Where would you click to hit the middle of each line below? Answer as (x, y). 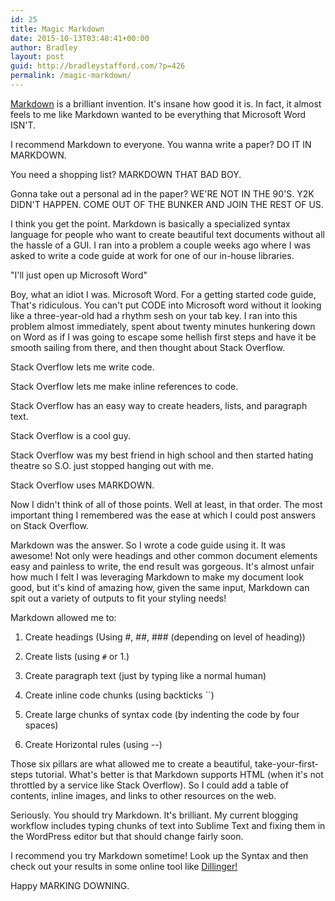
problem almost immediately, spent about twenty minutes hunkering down (163, 326)
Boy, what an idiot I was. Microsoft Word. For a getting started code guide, (163, 294)
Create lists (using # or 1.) (77, 656)
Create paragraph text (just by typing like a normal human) (145, 675)
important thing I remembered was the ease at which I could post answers (163, 515)
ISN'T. (23, 125)
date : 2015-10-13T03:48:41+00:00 (80, 38)
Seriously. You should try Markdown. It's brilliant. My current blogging (154, 815)
